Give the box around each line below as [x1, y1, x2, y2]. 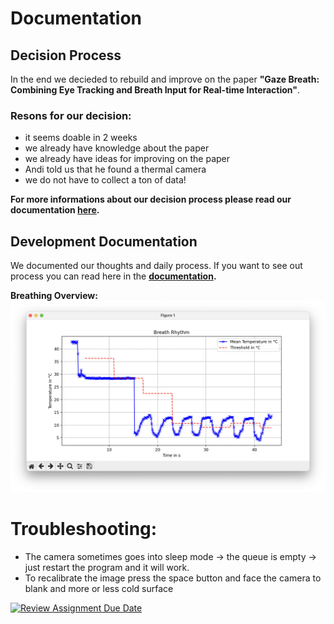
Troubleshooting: [10, 518, 158, 541]
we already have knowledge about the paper [24, 142, 210, 154]
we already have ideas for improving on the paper [24, 153, 231, 165]
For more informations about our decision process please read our [10, 193, 292, 206]
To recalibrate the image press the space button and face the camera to [24, 572, 322, 584]
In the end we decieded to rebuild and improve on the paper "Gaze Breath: [10, 73, 320, 85]
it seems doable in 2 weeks [24, 132, 138, 144]
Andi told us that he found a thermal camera [24, 163, 207, 176]
